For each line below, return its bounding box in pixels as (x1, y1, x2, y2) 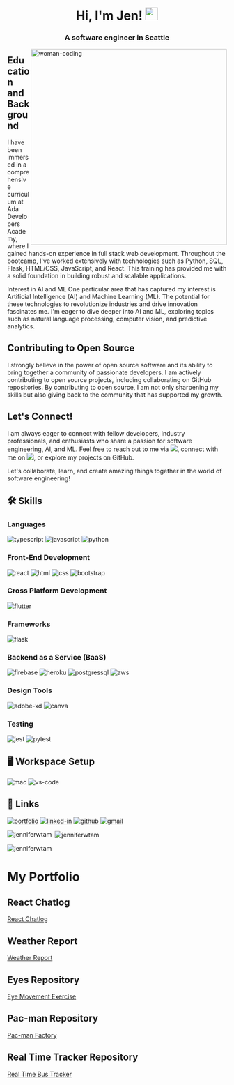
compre (7, 167, 30, 176)
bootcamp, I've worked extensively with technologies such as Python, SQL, (7, 257, 224, 265)
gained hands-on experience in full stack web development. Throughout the (7, 249, 226, 257)
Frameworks (7, 619, 51, 629)
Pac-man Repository (7, 1012, 99, 1024)
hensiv (7, 175, 26, 183)
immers (7, 153, 29, 161)
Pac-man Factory (7, 1031, 57, 1039)
